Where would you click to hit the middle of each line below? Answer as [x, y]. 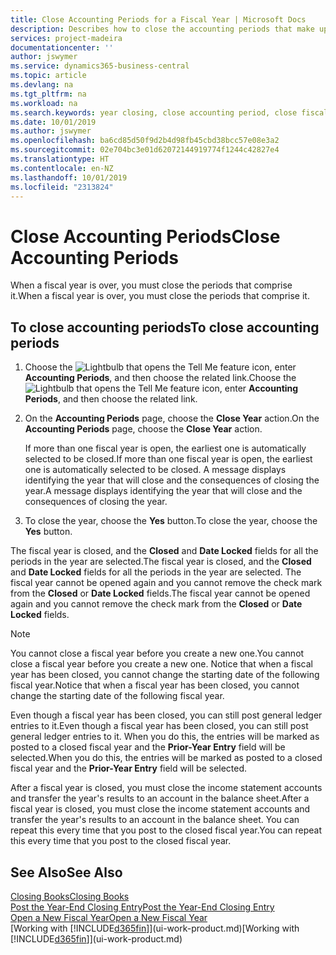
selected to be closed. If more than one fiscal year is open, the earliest [168, 459]
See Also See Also [66, 872]
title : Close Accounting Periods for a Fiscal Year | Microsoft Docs [158, 19]
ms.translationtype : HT [60, 159]
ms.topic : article [48, 76]
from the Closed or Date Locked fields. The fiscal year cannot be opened [160, 593]
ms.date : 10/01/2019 [53, 122]
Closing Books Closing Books [70, 896]
